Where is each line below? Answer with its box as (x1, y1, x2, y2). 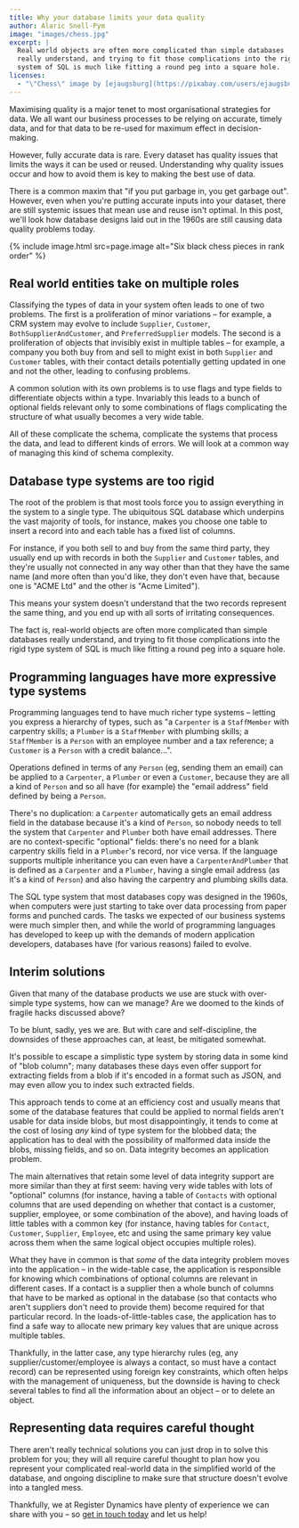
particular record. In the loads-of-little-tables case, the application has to (9, 1311, 277, 1321)
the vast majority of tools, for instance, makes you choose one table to (9, 516, 268, 527)
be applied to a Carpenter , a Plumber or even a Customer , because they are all (9, 772, 290, 782)
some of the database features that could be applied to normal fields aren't (9, 1106, 285, 1116)
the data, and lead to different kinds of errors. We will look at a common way (9, 438, 289, 449)
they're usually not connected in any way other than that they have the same (9, 562, 290, 573)
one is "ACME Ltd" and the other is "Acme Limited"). (9, 581, 200, 592)
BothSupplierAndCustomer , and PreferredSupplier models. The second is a (9, 328, 281, 339)
